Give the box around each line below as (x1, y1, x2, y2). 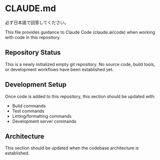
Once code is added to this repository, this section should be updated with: (5, 93, 156, 99)
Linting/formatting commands (12, 113, 72, 119)
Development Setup (5, 80, 67, 89)
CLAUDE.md (5, 3, 56, 14)
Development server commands (12, 118, 77, 124)
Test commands (12, 108, 45, 114)
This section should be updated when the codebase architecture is (5, 145, 139, 151)
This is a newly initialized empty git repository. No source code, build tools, (5, 61, 156, 67)
